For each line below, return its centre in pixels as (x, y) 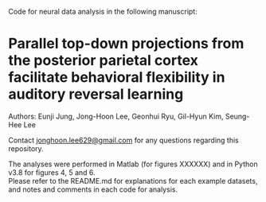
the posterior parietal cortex (104, 61)
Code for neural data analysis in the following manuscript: (103, 12)
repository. (26, 148)
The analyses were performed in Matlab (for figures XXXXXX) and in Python (133, 164)
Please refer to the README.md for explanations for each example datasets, (133, 181)
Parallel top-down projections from (126, 44)
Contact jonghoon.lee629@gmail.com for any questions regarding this (123, 140)
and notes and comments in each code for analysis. (93, 189)
